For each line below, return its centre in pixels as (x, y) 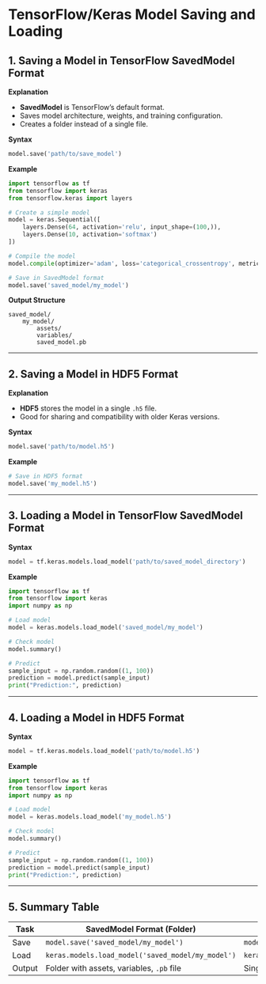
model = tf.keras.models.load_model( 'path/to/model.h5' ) (104, 751)
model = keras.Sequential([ (55, 220)
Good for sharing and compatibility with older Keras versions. (120, 417)
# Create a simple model (49, 212)
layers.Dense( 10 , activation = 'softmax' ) (90, 235)
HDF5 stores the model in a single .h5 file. (88, 408)
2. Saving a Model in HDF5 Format (93, 374)
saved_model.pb (62, 343)
